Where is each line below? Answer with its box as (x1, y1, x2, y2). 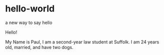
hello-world (5, 3, 55, 14)
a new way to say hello (5, 19, 53, 25)
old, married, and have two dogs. (5, 44, 74, 50)
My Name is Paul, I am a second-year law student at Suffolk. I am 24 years (5, 38, 159, 45)
